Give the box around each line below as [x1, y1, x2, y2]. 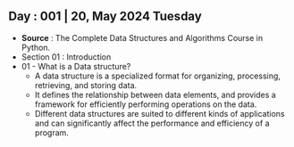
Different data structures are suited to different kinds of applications [34, 108, 285, 118]
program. [34, 127, 69, 138]
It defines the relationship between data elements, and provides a [34, 89, 276, 100]
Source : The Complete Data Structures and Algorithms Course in [21, 32, 264, 43]
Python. [21, 42, 51, 53]
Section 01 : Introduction [21, 51, 112, 62]
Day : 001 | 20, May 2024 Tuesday [8, 9, 202, 24]
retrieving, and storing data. [34, 79, 138, 90]
